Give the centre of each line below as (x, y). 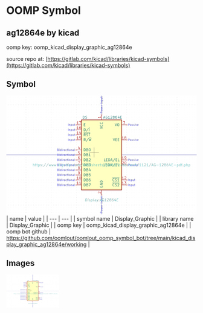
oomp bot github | (29, 231)
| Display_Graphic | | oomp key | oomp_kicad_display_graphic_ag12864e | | (99, 225)
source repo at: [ (27, 59)
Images (21, 263)
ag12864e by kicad (43, 33)
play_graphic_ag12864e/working (47, 244)
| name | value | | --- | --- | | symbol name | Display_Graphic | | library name (100, 218)
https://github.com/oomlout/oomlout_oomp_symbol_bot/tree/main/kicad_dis (101, 238)
